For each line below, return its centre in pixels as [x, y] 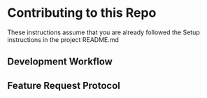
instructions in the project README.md [63, 39]
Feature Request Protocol [64, 85]
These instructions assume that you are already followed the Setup [104, 32]
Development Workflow [60, 62]
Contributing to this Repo [82, 13]
